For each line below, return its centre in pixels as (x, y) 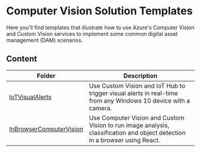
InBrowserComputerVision (46, 129)
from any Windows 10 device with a (139, 101)
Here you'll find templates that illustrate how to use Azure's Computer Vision (100, 27)
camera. (100, 108)
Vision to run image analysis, (129, 125)
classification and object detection (137, 132)
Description (140, 76)
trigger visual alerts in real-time (133, 93)
